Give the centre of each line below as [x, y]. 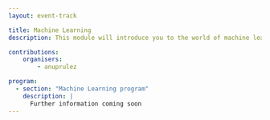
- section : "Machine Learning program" [82, 89]
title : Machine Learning [50, 30]
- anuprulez [57, 67]
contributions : [34, 52]
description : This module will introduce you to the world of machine [129, 38]
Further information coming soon [86, 104]
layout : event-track [43, 16]
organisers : [43, 60]
